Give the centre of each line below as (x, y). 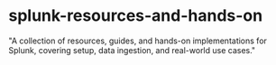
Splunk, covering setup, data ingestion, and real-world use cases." (132, 50)
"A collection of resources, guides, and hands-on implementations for (138, 41)
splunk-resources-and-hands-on (136, 16)
